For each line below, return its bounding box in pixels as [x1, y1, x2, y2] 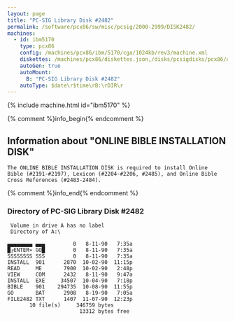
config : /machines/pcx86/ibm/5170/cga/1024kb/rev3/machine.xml [20, 50, 208, 57]
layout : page [7, 10, 45, 17]
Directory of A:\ [10, 228, 61, 235]
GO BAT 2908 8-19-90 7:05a [7, 290, 133, 297]
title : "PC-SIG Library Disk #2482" [7, 17, 114, 24]
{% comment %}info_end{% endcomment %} [7, 189, 138, 197]
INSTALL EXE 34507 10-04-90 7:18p [7, 277, 133, 284]
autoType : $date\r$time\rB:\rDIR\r [20, 82, 124, 89]
